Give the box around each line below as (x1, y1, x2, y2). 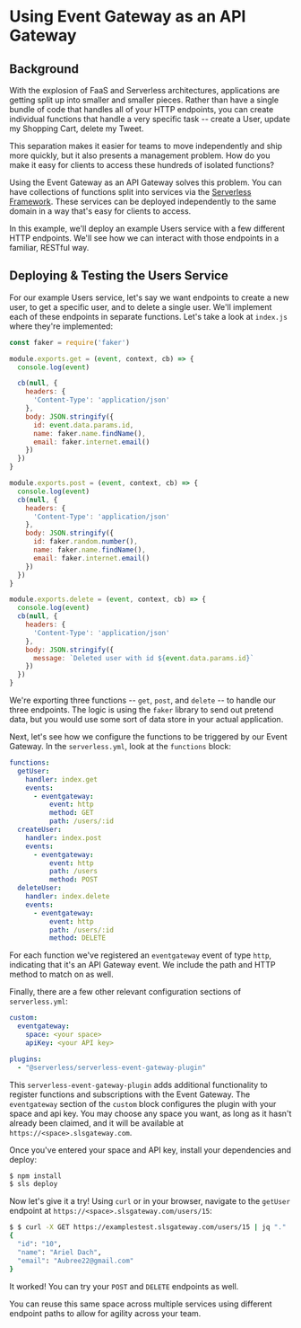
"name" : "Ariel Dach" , (17, 1247, 102, 1257)
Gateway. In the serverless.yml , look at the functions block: (9, 741, 231, 752)
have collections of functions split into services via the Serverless (9, 187, 252, 197)
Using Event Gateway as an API (9, 6, 246, 27)
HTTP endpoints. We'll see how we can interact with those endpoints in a (9, 233, 279, 243)
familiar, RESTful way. (9, 243, 90, 252)
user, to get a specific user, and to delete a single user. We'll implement (9, 301, 272, 312)
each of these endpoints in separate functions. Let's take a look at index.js (9, 311, 288, 322)
